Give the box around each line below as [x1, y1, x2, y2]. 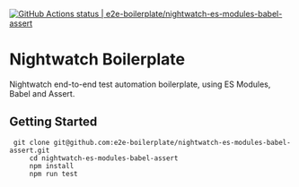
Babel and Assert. [9, 88, 75, 98]
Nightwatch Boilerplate [9, 49, 186, 70]
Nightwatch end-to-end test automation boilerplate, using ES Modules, [9, 79, 271, 89]
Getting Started [9, 115, 98, 130]
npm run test [29, 169, 78, 178]
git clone [13, 138, 50, 147]
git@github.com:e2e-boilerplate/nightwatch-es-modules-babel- [53, 138, 292, 147]
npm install [29, 161, 75, 170]
